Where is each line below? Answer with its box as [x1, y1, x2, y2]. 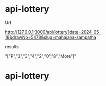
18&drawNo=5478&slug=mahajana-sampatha [5, 34, 96, 40]
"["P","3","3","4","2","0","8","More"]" [5, 53, 77, 59]
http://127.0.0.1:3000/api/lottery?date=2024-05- [5, 29, 101, 35]
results [5, 43, 19, 49]
